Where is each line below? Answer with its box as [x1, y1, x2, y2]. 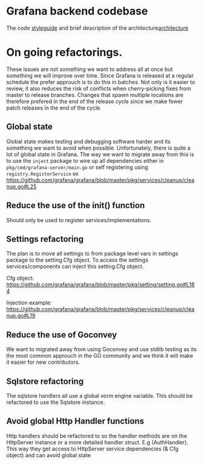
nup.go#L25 [6, 183, 37, 190]
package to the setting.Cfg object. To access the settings [6, 256, 149, 264]
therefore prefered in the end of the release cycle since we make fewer [6, 97, 183, 105]
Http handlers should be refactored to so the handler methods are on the [6, 432, 187, 440]
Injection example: [6, 299, 52, 306]
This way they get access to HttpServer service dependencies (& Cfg [6, 445, 179, 452]
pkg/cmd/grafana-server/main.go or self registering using [6, 163, 149, 171]
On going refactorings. [6, 45, 123, 59]
